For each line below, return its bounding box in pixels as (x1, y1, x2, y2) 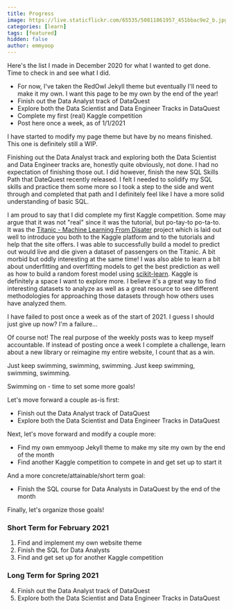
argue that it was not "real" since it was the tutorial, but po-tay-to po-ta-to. (7, 218, 221, 226)
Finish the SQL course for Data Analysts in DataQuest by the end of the (17, 485, 221, 493)
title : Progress (7, 10, 54, 17)
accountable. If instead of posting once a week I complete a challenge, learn (7, 341, 226, 348)
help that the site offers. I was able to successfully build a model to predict (7, 240, 220, 248)
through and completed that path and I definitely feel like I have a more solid (7, 190, 225, 198)
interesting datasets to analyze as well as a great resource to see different (7, 285, 218, 292)
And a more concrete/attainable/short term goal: (7, 472, 146, 479)
